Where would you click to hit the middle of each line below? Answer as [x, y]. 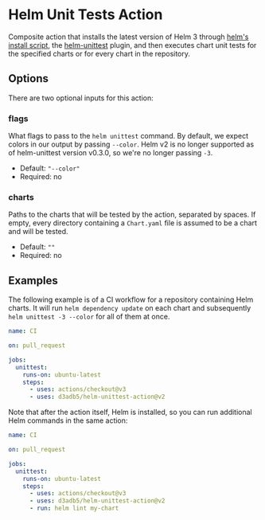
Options [29, 78]
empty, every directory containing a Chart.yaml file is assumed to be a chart [132, 223]
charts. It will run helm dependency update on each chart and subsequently [130, 308]
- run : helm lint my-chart [74, 508]
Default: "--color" [50, 168]
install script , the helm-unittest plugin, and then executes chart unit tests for [132, 45]
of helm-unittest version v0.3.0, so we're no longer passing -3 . [111, 153]
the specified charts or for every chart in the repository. [99, 53]
